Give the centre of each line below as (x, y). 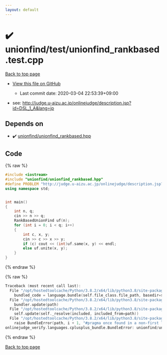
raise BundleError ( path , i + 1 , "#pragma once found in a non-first (86, 323)
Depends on (24, 123)
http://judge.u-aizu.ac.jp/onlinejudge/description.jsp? (77, 103)
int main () (16, 202)
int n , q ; (24, 211)
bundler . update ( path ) (36, 305)
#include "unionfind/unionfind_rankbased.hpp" (54, 179)
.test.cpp (24, 60)
